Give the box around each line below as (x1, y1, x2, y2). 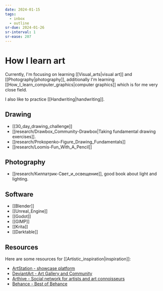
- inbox (9, 16, 25, 21)
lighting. (12, 176, 29, 182)
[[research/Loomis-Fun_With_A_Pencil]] (12, 144, 92, 150)
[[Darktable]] (12, 229, 38, 235)
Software (5, 190, 34, 199)
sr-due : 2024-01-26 (5, 25, 45, 30)
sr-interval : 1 (5, 30, 36, 35)
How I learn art (5, 55, 66, 66)
